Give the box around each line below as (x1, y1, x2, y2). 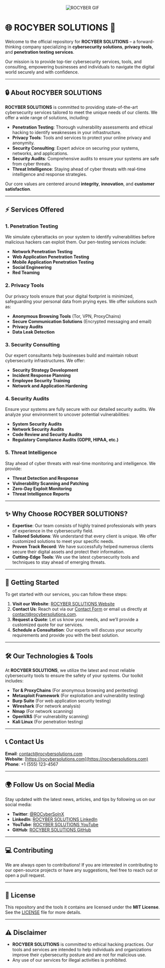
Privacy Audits (12, 324, 43, 330)
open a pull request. (5, 872, 46, 878)
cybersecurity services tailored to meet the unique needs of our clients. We (5, 109, 158, 115)
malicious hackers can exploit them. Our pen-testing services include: (5, 239, 147, 245)
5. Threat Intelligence (5, 449, 57, 456)
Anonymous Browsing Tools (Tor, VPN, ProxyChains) (12, 313, 121, 319)
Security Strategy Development (12, 367, 79, 373)
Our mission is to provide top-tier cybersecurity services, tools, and (5, 59, 142, 65)
